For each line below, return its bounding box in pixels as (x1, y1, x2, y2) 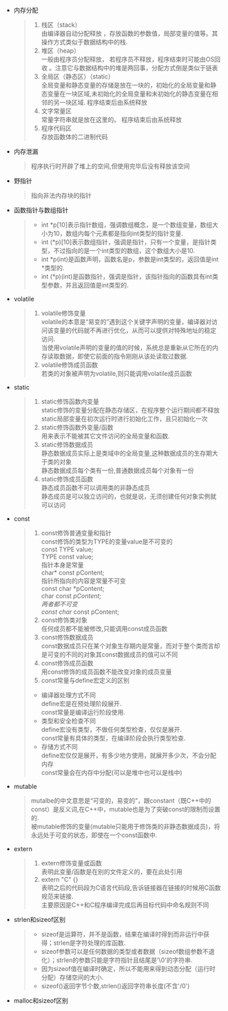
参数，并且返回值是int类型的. (47, 281, 129, 289)
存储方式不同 (41, 743, 78, 750)
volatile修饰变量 (41, 309, 86, 317)
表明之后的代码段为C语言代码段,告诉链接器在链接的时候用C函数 (41, 883, 221, 892)
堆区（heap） (41, 47, 81, 54)
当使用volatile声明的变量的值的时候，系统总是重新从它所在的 (41, 343, 213, 352)
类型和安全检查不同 (41, 717, 96, 725)
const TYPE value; (41, 545, 94, 553)
